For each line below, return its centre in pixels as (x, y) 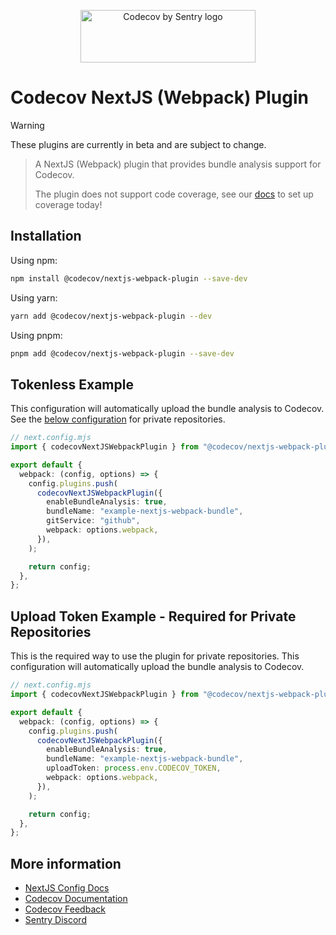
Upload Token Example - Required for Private (153, 616)
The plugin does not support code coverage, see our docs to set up (174, 194)
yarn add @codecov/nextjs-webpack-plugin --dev (111, 316)
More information (66, 863)
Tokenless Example (72, 384)
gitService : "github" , (93, 521)
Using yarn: (34, 297)
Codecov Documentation (76, 899)
